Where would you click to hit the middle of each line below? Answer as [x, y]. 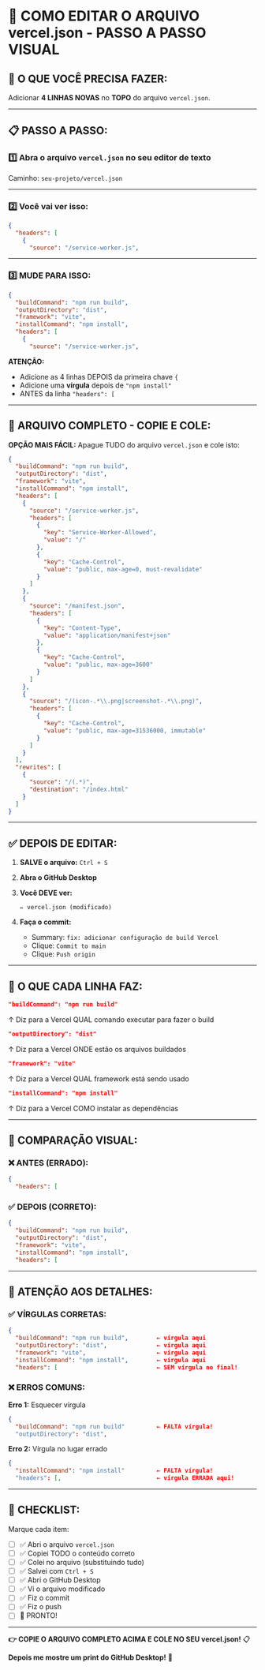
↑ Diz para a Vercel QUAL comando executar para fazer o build [111, 1019]
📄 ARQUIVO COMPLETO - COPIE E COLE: [110, 426]
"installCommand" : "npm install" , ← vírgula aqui [111, 1360]
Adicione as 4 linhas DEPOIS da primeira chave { [99, 376]
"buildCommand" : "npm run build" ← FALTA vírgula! [114, 1427]
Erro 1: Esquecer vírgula [47, 1405]
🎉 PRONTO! [38, 1616]
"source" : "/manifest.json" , [77, 606]
